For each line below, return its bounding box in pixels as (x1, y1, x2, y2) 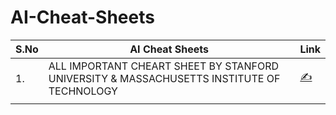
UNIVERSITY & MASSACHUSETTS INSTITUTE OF (48, 71, 281, 85)
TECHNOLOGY (48, 84, 118, 98)
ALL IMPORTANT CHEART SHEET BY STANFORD (48, 59, 279, 73)
